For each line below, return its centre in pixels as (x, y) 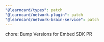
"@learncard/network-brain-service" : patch (52, 19)
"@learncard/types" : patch (34, 10)
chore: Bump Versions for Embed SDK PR (49, 34)
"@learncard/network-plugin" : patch (44, 15)
